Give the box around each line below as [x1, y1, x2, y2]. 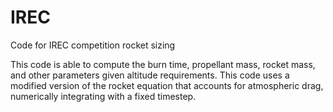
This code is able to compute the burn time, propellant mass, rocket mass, [10, 58, 316, 70]
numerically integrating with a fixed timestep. [10, 90, 197, 102]
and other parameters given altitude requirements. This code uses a [10, 69, 290, 81]
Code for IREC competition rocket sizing [10, 39, 176, 51]
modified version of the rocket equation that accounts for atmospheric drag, [10, 79, 324, 91]
